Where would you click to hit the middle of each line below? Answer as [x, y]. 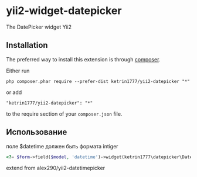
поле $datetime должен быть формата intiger [62, 146]
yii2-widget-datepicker [64, 11]
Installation [27, 45]
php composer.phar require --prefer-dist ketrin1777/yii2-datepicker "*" [98, 81]
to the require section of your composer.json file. [64, 114]
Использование [37, 132]
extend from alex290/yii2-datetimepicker [56, 168]
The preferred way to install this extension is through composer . [83, 59]
